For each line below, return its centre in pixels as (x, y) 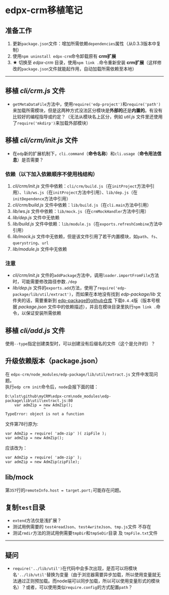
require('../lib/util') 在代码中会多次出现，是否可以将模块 (75, 568)
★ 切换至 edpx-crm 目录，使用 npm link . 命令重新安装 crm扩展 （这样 (85, 63)
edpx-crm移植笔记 (44, 10)
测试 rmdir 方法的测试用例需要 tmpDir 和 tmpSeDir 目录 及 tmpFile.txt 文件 (85, 533)
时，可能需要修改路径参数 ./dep (45, 282)
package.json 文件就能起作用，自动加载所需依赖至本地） (79, 69)
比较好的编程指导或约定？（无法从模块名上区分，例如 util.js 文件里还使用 (88, 116)
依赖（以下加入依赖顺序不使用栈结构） (52, 174)
